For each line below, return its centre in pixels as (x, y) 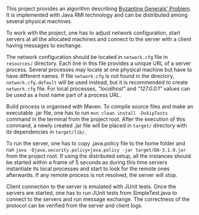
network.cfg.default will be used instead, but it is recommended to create (97, 82)
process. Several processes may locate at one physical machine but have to (99, 70)
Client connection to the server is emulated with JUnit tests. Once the (91, 186)
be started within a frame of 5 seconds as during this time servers (87, 162)
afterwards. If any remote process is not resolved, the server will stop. (92, 175)
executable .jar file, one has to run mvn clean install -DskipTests (87, 113)
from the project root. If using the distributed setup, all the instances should (99, 156)
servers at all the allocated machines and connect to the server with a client (99, 39)
